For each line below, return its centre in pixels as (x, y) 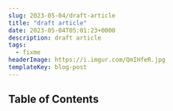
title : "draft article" (48, 23)
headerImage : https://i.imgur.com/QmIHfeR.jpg (87, 60)
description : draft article (55, 38)
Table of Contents (54, 100)
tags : (17, 45)
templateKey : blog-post (48, 67)
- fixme (28, 52)
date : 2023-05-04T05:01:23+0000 (62, 30)
